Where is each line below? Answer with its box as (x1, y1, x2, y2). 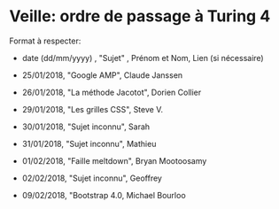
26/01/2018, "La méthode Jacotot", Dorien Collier (21, 87, 202, 97)
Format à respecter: (9, 35, 81, 46)
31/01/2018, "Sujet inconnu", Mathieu (21, 138, 157, 149)
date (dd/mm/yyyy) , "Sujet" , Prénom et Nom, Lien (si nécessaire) (21, 52, 264, 63)
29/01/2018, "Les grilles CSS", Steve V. (21, 104, 164, 114)
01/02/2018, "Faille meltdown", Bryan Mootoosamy (21, 155, 207, 166)
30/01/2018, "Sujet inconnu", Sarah (21, 121, 151, 132)
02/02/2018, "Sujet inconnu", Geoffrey (21, 173, 162, 183)
